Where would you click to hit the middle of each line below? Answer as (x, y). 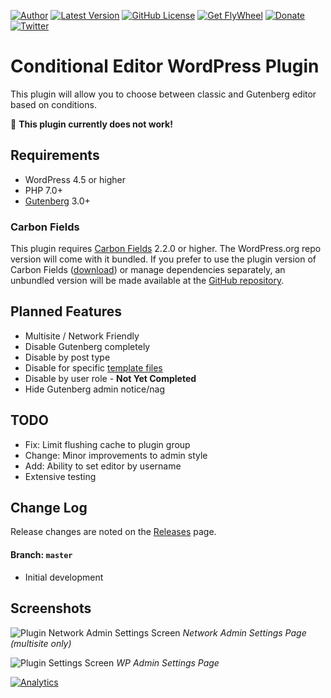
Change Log (49, 508)
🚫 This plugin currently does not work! (91, 124)
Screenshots (51, 608)
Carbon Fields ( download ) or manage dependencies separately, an (148, 270)
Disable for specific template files (93, 367)
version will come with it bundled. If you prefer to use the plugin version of (163, 259)
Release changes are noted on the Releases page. (113, 532)
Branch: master (41, 555)
